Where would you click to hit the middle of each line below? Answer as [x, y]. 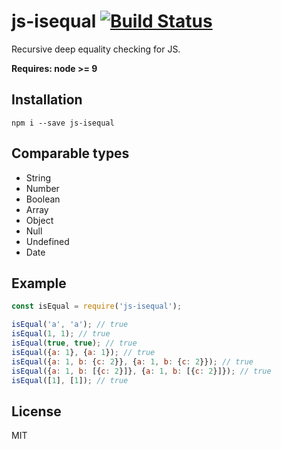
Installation [47, 100]
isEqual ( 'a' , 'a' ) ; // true [70, 325]
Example [39, 283]
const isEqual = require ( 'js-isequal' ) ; [97, 306]
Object [39, 220]
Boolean [43, 199]
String [38, 177]
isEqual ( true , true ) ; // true [74, 343]
